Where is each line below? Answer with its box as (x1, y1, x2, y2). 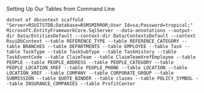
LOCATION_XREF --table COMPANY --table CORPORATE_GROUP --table (6, 70, 174, 76)
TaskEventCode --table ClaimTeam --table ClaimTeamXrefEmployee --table (6, 54, 196, 60)
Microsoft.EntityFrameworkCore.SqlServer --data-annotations (6, 27, 166, 33)
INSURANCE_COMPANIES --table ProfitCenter (25, 81, 136, 87)
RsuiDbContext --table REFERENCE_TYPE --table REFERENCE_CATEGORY (6, 38, 179, 44)
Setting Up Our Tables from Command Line (6, 5, 115, 12)
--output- (168, 27, 193, 33)
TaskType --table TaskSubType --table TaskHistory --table (22, 49, 176, 55)
